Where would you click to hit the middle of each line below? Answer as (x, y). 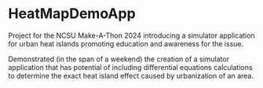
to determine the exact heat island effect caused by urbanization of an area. (131, 75)
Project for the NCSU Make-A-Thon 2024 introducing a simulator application (131, 35)
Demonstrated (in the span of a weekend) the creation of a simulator (119, 59)
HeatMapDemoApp (72, 14)
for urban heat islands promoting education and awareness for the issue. (126, 43)
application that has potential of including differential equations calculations (130, 67)
